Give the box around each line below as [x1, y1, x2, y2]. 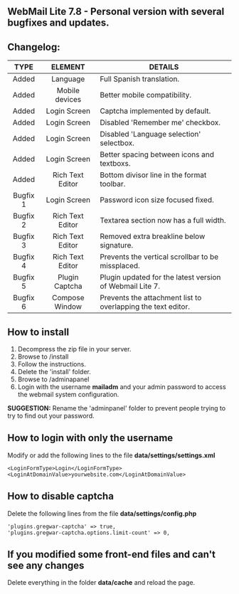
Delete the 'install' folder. [17, 368, 91, 376]
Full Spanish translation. [99, 74, 180, 84]
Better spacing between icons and [99, 149, 215, 159]
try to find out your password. [7, 412, 95, 420]
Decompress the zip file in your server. [17, 345, 132, 354]
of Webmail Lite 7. [99, 281, 161, 291]
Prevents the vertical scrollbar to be [99, 252, 219, 262]
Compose [52, 293, 85, 303]
